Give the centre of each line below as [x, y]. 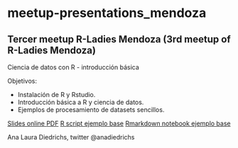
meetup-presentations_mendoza [107, 13]
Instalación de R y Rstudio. [56, 95]
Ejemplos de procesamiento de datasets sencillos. [91, 110]
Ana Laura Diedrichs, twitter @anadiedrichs [71, 137]
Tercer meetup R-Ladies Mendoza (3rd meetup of [119, 39]
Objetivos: [22, 81]
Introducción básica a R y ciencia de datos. [81, 102]
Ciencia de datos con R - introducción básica [74, 67]
